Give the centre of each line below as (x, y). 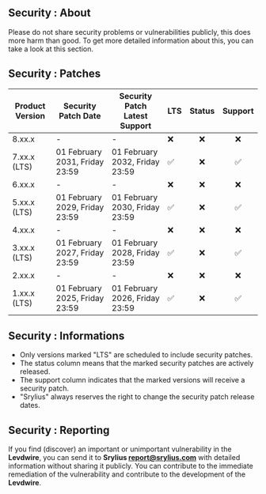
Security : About (49, 13)
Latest (136, 115)
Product (30, 106)
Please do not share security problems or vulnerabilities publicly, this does (129, 32)
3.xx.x (24, 247)
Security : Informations (66, 336)
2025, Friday (80, 298)
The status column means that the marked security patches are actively (137, 364)
